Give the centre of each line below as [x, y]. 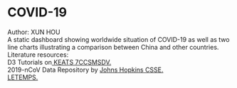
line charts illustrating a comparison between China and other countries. [113, 47]
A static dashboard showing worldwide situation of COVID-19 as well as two [118, 39]
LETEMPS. [23, 77]
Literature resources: [38, 55]
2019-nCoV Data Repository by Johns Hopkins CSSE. [85, 70]
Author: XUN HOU [34, 32]
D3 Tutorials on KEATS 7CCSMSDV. [59, 62]
